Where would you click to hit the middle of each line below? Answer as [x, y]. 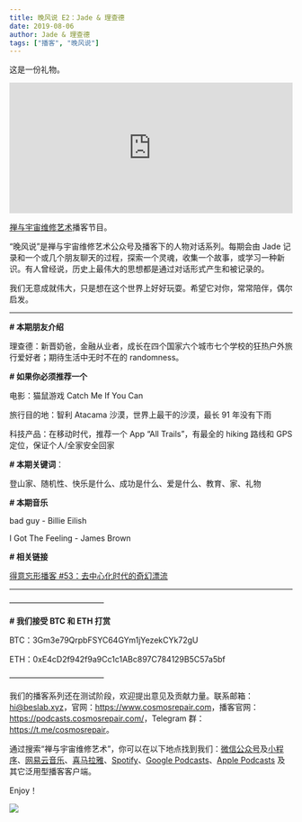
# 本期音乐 [29, 503]
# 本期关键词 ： [37, 464]
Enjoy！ [24, 790]
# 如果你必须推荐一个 [49, 377]
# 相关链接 [29, 557]
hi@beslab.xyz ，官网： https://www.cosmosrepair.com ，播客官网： [134, 708]
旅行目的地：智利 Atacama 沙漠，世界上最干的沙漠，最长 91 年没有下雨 [141, 415]
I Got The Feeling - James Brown [71, 538]
